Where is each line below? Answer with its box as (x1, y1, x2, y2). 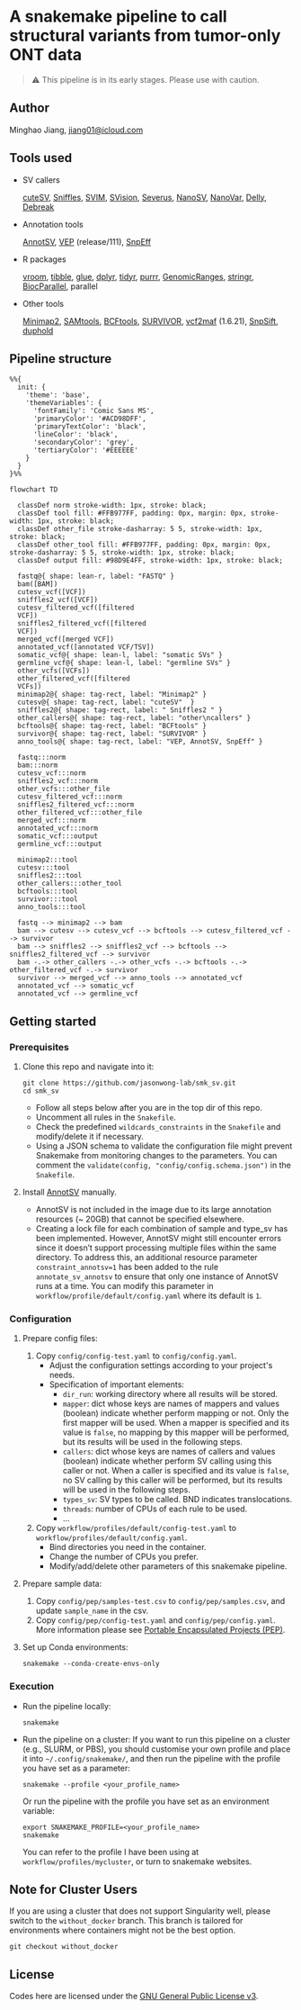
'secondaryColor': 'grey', (32, 438, 135, 447)
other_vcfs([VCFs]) (17, 666, 91, 676)
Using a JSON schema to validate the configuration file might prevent (35, 1140, 293, 1151)
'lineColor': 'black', (32, 430, 119, 439)
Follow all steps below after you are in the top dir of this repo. (35, 1103, 263, 1113)
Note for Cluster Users (9, 1882, 137, 1897)
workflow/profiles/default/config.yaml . (35, 1532, 188, 1543)
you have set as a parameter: (22, 1762, 130, 1773)
